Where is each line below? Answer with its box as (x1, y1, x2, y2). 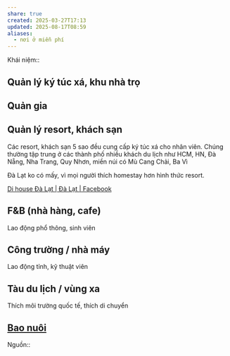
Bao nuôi (7, 322, 47, 334)
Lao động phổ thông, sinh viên (7, 223, 96, 232)
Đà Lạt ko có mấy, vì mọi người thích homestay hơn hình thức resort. (7, 171, 205, 179)
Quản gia (7, 100, 48, 112)
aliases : (7, 29, 33, 37)
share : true (7, 10, 42, 18)
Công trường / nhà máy (7, 244, 110, 256)
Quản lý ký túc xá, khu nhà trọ (7, 76, 141, 88)
